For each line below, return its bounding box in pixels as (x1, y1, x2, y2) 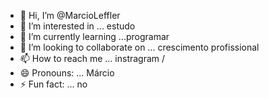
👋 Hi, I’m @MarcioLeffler (19, 10, 121, 21)
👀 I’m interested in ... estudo (19, 20, 136, 32)
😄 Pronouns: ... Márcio (19, 67, 115, 79)
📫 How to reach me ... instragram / (19, 53, 166, 64)
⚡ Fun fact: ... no (19, 78, 88, 90)
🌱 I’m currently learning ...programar (19, 31, 170, 42)
